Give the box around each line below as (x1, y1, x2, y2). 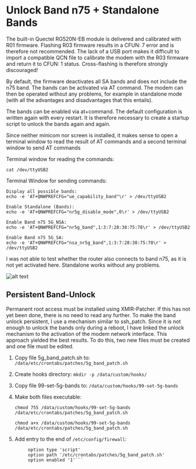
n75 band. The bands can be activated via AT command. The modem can (6, 84, 184, 91)
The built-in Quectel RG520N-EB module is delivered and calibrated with (6, 35, 181, 42)
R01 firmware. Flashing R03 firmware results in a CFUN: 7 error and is (6, 42, 174, 49)
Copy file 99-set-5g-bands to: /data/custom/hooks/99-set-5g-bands (14, 382, 178, 389)
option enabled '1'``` (28, 457, 83, 463)
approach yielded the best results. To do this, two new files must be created (6, 337, 190, 344)
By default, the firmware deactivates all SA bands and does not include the (6, 77, 187, 85)
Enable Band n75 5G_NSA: (6, 219, 67, 225)
